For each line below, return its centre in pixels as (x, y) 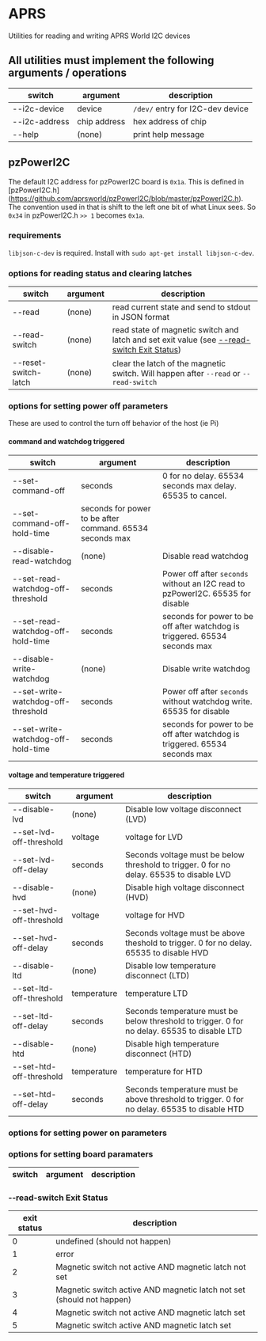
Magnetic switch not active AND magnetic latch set (150, 1313)
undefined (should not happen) (113, 1241)
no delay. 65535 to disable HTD (185, 1109)
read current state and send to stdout (181, 307)
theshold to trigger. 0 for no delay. (189, 943)
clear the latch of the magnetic (169, 363)
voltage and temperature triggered (66, 775)
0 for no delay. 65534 (203, 476)
